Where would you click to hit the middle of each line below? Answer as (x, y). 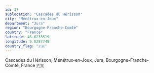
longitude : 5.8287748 (27, 42)
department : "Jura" (25, 23)
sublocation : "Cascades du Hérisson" (44, 14)
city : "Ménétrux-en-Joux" (32, 19)
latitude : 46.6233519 (27, 37)
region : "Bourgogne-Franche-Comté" (42, 28)
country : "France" (24, 32)
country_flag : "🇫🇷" (26, 46)
